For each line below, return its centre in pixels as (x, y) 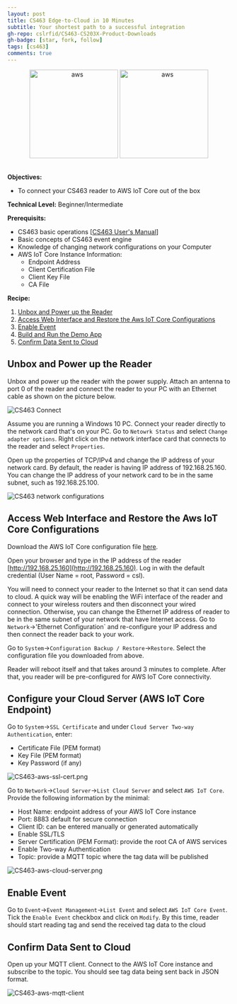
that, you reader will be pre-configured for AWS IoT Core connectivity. (110, 676)
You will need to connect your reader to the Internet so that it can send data (117, 589)
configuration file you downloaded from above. (76, 655)
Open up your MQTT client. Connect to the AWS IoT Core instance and (110, 964)
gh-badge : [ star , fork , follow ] (55, 40)
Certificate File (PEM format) (59, 748)
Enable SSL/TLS (41, 834)
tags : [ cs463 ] (28, 47)
